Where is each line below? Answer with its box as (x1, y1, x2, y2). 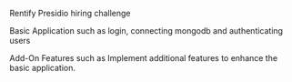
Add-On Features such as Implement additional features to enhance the (9, 53, 278, 63)
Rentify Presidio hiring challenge (9, 8, 131, 18)
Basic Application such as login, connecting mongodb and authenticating (9, 26, 284, 36)
